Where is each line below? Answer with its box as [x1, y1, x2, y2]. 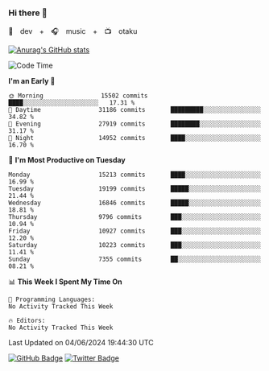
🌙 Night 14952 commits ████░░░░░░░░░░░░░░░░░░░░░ [8, 134, 262, 142]
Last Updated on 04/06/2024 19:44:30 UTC [8, 338, 155, 348]
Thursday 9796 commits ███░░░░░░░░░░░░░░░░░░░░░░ [8, 213, 262, 221]
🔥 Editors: [8, 317, 46, 325]
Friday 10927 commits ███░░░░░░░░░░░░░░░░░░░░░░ [8, 227, 262, 236]
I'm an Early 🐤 [8, 76, 56, 86]
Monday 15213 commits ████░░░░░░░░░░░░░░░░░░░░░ [8, 171, 262, 179]
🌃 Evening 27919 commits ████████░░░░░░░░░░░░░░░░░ [8, 120, 262, 128]
